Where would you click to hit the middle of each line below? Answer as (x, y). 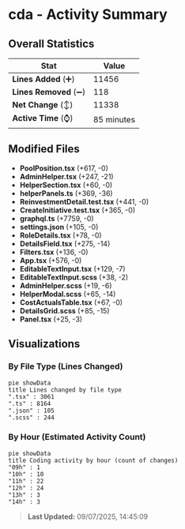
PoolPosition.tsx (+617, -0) (64, 168)
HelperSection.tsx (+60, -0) (66, 185)
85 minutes (114, 119)
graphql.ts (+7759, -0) (57, 218)
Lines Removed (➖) (49, 92)
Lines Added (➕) (43, 79)
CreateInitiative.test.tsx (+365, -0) (77, 210)
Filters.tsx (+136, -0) (54, 252)
